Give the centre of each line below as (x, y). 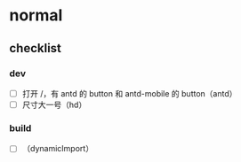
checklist (36, 48)
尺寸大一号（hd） (54, 104)
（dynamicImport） (58, 149)
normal (36, 15)
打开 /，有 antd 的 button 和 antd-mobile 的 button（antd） (129, 93)
